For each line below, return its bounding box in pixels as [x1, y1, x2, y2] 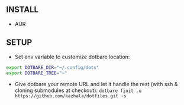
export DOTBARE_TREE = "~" [6, 70, 67, 76]
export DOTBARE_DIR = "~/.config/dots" [6, 64, 99, 70]
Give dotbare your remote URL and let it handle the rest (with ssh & [14, 81, 178, 88]
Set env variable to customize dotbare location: [14, 53, 130, 60]
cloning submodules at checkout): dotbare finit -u [14, 87, 142, 94]
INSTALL [6, 5, 39, 15]
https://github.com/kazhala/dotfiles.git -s [14, 93, 127, 99]
